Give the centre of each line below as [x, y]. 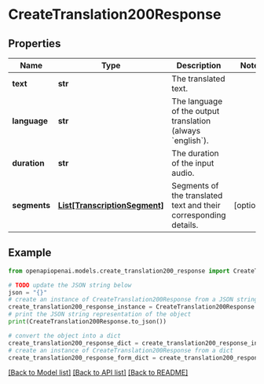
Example [30, 253]
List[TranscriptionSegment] [111, 205]
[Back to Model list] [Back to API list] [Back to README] [98, 373]
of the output [196, 111]
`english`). [190, 141]
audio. [183, 173]
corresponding [199, 215]
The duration [195, 153]
